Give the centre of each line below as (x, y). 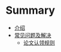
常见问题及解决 (33, 35)
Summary (30, 10)
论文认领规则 (39, 42)
